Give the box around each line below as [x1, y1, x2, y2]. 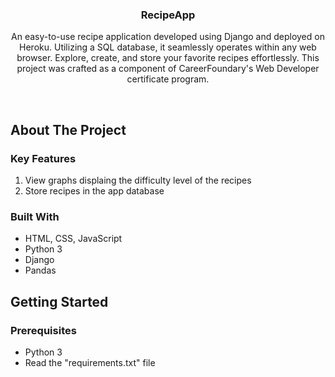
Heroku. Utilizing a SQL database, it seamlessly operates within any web [19, 41, 317, 53]
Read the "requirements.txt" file [24, 356, 156, 368]
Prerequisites [10, 323, 77, 337]
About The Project [10, 121, 127, 138]
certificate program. [126, 73, 210, 85]
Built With [10, 209, 60, 223]
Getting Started [10, 293, 109, 310]
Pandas [24, 264, 57, 277]
